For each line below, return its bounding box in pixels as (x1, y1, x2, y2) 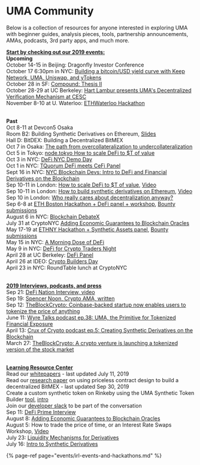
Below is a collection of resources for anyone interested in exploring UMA (6, 24, 188, 31)
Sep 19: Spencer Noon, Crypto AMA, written (6, 295, 115, 302)
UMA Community (6, 4, 94, 18)
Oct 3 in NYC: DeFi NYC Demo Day (6, 155, 93, 163)
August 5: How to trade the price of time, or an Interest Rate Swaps (6, 421, 172, 428)
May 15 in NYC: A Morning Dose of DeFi (6, 238, 105, 245)
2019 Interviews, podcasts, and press (6, 282, 102, 289)
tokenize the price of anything (6, 307, 80, 314)
